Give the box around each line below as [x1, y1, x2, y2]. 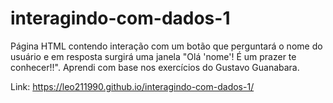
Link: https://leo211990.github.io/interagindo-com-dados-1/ [10, 80, 255, 92]
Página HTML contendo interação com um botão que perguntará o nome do [10, 40, 323, 52]
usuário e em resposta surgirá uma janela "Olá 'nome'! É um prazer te [10, 50, 297, 62]
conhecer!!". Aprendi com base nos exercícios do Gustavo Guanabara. [10, 61, 300, 73]
